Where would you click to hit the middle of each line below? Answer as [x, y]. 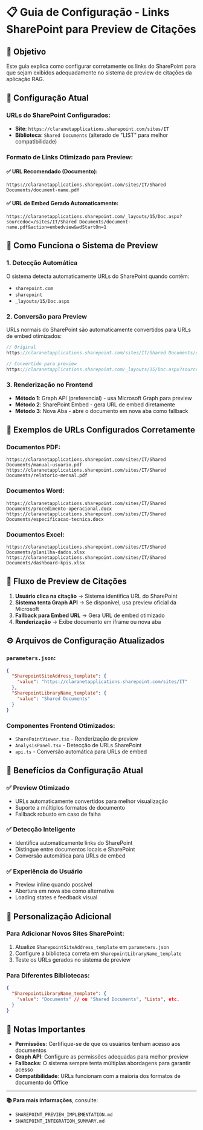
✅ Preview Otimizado [38, 788]
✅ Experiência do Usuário [44, 871]
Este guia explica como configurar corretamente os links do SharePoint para [101, 66]
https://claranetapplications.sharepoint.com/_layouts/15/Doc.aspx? [94, 217]
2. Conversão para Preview [47, 316]
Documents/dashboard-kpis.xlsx [46, 563]
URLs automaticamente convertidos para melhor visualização [91, 801]
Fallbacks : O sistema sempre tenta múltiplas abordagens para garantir [103, 1063]
